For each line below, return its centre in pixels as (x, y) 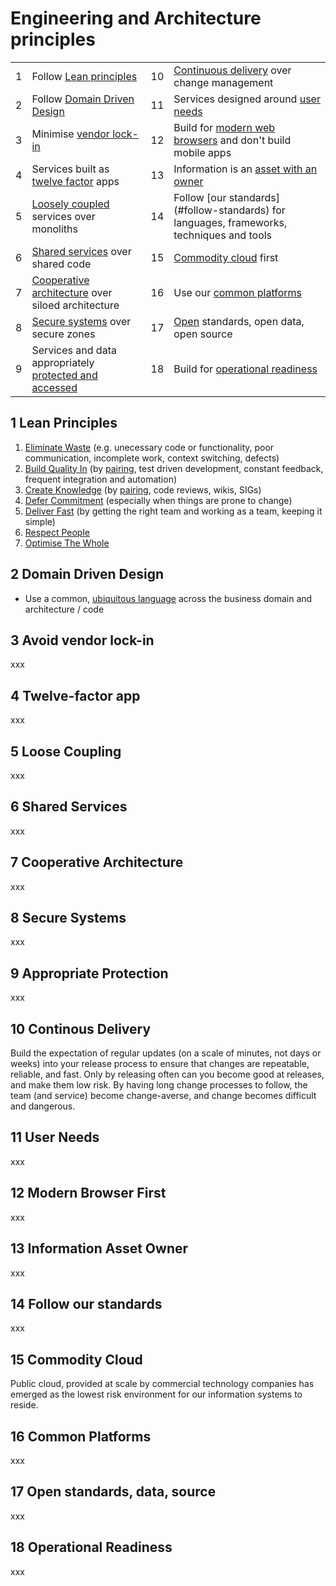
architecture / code (64, 609)
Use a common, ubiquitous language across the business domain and (168, 598)
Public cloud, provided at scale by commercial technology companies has (162, 1384)
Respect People (57, 532)
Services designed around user (247, 99)
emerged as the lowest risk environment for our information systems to (156, 1394)
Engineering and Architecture (136, 18)
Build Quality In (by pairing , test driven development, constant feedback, (174, 468)
